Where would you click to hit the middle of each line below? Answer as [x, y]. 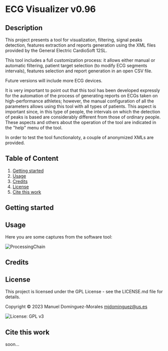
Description [24, 28]
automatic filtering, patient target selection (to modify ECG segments [76, 66]
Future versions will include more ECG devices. [54, 81]
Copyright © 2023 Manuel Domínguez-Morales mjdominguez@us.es [76, 307]
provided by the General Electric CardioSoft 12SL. [56, 50]
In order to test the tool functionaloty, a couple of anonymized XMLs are [79, 137]
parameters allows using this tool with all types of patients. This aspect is [81, 106]
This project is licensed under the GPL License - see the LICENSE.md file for [84, 292]
